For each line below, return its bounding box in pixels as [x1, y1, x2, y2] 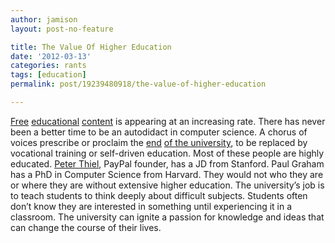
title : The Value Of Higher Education [10, 42, 172, 52]
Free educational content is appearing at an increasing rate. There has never [10, 115, 326, 127]
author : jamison [10, 14, 78, 25]
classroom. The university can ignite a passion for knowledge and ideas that [10, 211, 325, 223]
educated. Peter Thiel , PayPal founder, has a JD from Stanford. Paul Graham [10, 157, 325, 170]
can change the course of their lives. [10, 221, 162, 233]
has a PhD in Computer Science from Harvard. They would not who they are [10, 168, 324, 180]
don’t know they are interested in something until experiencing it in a [10, 200, 293, 212]
